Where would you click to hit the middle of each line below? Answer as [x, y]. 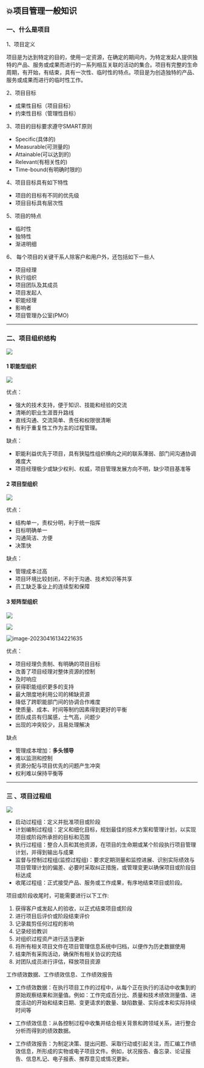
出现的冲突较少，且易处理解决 [52, 724]
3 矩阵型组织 [22, 601]
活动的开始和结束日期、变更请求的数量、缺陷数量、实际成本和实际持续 [108, 1002]
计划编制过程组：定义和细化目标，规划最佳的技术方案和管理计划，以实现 [105, 829]
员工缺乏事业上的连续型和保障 [52, 587]
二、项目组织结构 [31, 338]
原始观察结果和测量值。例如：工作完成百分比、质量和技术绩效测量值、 [103, 994]
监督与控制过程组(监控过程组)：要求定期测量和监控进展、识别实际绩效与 [105, 860]
